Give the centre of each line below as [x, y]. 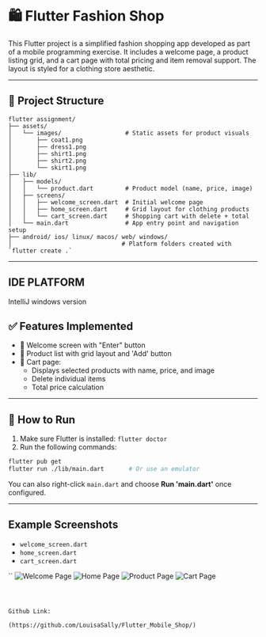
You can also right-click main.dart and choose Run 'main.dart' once [120, 483]
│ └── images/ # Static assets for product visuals [129, 133]
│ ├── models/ [35, 181]
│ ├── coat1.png [46, 140]
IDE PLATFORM [46, 282]
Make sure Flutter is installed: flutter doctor [93, 439]
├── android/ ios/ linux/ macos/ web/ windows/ [88, 237]
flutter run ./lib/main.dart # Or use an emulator [104, 469]
